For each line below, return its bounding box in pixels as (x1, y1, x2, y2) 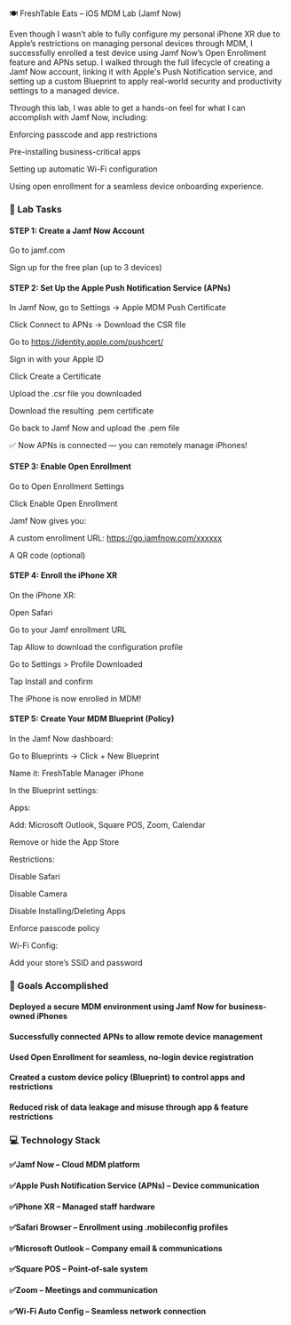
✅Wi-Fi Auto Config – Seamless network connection (9, 1305, 207, 1316)
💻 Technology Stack (9, 1134, 100, 1146)
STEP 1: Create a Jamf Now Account (9, 225, 145, 236)
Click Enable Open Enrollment (9, 498, 118, 509)
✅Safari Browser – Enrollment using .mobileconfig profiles (9, 1222, 229, 1233)
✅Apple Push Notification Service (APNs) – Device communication (9, 1180, 260, 1191)
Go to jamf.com (9, 245, 66, 256)
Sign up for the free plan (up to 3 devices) (9, 262, 162, 273)
